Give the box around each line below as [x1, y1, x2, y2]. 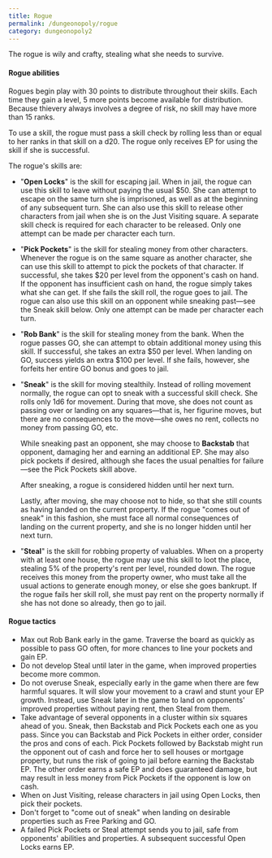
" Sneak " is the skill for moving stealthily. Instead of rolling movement [19, 379, 252, 389]
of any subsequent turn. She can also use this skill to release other [19, 203, 244, 212]
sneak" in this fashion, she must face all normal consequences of [19, 513, 240, 523]
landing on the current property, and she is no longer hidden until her [19, 521, 252, 531]
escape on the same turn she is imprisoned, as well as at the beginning [19, 194, 258, 203]
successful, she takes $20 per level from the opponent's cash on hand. [19, 270, 259, 280]
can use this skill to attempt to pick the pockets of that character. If [19, 261, 244, 271]
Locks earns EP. [19, 842, 75, 851]
